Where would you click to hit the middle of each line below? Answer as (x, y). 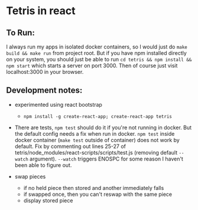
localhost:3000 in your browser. (45, 72)
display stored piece (48, 200)
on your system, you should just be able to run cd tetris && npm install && (99, 59)
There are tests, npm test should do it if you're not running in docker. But (103, 127)
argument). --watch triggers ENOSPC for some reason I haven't (106, 159)
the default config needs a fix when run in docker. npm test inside (95, 133)
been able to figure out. (43, 165)
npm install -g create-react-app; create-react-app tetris (98, 116)
